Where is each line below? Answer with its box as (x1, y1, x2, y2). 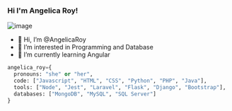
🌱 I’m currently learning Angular (17, 50, 111, 59)
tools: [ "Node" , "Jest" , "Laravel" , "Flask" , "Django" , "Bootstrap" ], (13, 83, 226, 90)
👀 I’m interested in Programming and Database (17, 43, 153, 52)
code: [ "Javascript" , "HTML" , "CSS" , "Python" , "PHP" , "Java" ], (13, 77, 207, 85)
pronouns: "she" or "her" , (13, 71, 93, 78)
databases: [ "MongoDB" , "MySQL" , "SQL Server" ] (13, 90, 157, 98)
